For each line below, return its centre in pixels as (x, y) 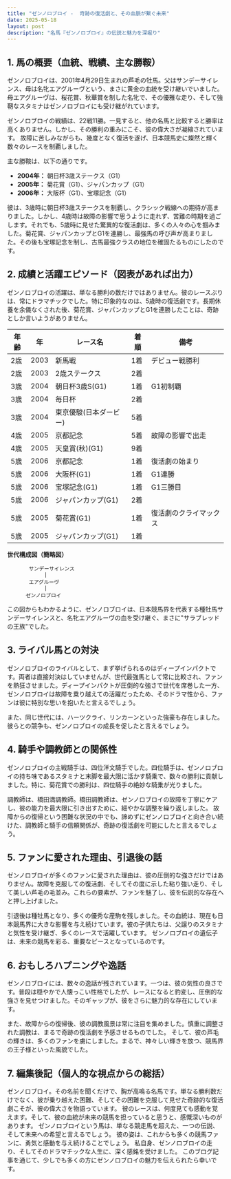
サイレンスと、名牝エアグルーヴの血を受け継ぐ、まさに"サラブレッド (122, 618)
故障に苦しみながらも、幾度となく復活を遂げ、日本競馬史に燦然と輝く (119, 138)
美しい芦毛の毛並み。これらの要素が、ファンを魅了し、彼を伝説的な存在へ (118, 893)
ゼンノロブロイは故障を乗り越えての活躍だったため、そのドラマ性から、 (109, 693)
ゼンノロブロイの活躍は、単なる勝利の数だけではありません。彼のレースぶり (115, 292)
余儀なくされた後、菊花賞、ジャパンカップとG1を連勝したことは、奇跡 (119, 309)
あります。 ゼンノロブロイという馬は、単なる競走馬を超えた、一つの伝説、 (113, 1125)
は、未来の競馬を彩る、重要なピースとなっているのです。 (88, 941)
